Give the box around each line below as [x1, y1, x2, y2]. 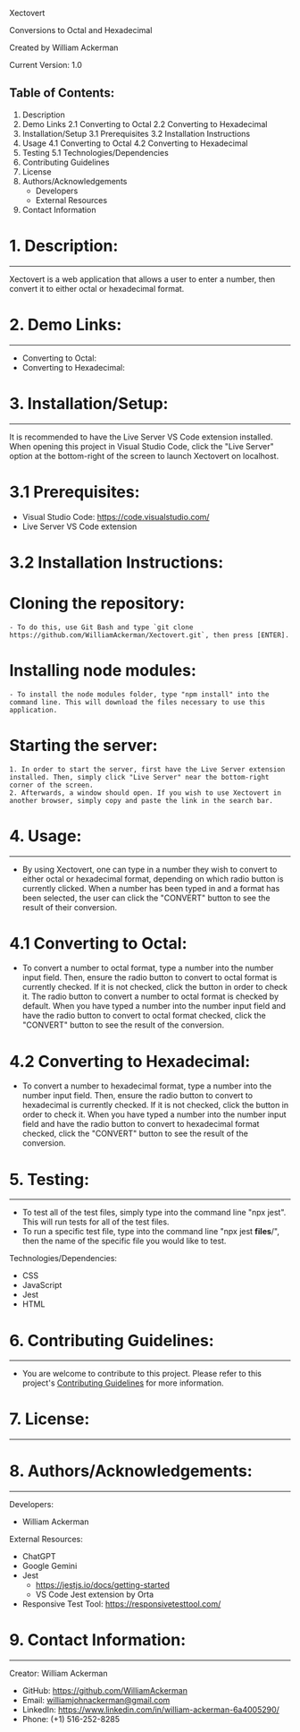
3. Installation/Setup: [9, 393, 169, 414]
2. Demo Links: [9, 314, 122, 335]
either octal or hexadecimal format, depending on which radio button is [21, 873, 284, 884]
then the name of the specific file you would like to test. [21, 1235, 227, 1247]
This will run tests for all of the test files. [21, 1216, 170, 1227]
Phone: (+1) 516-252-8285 [21, 1714, 121, 1725]
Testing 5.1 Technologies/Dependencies [21, 147, 170, 158]
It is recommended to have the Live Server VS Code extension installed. [9, 431, 273, 442]
